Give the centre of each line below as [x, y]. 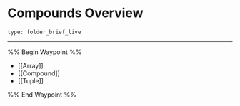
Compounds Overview [75, 13]
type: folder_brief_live [44, 32]
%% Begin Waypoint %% [45, 52]
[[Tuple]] [31, 80]
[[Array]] [31, 65]
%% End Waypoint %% [42, 95]
